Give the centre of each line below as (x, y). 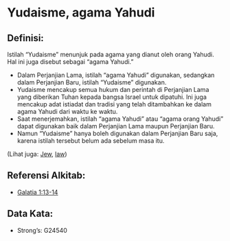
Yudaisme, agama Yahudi (81, 13)
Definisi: (26, 38)
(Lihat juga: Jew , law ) (37, 154)
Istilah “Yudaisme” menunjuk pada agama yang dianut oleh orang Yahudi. (111, 54)
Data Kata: (30, 214)
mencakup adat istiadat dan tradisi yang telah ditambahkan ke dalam (114, 104)
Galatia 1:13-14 (37, 192)
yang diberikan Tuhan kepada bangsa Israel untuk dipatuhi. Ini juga (112, 97)
